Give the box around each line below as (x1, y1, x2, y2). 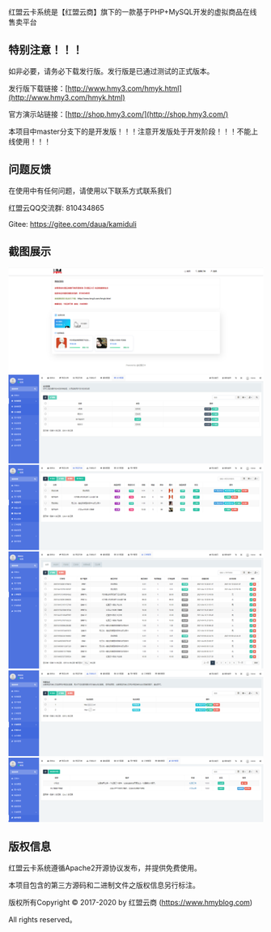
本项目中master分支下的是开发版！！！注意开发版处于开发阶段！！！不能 (8, 126, 252, 136)
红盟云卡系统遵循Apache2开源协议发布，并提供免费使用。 (8, 862, 202, 873)
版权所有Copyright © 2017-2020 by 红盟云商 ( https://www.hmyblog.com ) (8, 897, 253, 907)
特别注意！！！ (8, 43, 83, 57)
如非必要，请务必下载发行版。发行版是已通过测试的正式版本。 (8, 66, 214, 75)
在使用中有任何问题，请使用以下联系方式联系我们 (8, 186, 171, 195)
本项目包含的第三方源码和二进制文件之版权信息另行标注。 (8, 880, 200, 890)
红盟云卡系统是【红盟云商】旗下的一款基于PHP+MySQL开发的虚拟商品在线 (8, 7, 257, 16)
